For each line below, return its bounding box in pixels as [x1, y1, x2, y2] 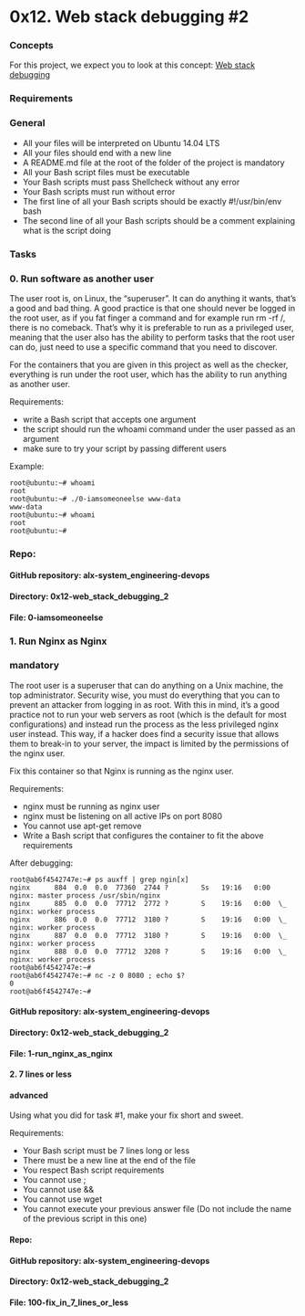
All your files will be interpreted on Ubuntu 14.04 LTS [22, 137, 220, 148]
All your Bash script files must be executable [22, 166, 190, 177]
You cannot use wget [22, 1194, 103, 1205]
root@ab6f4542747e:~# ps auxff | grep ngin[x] [9, 875, 189, 884]
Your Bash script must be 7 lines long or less [22, 1145, 190, 1156]
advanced [9, 1090, 48, 1100]
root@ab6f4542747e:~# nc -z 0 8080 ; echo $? [9, 971, 185, 980]
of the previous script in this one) [22, 1213, 147, 1225]
